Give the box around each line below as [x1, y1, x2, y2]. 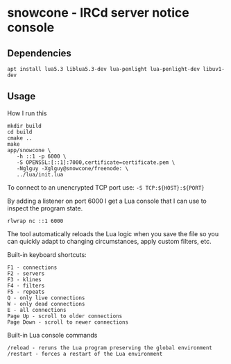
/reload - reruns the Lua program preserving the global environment [7, 344, 213, 351]
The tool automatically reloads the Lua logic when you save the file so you [7, 229, 219, 238]
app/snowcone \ [7, 147, 51, 154]
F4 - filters [7, 282, 45, 289]
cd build [7, 129, 33, 135]
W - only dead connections [7, 300, 85, 307]
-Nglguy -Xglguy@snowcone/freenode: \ [16, 165, 129, 172]
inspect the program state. [7, 204, 83, 213]
